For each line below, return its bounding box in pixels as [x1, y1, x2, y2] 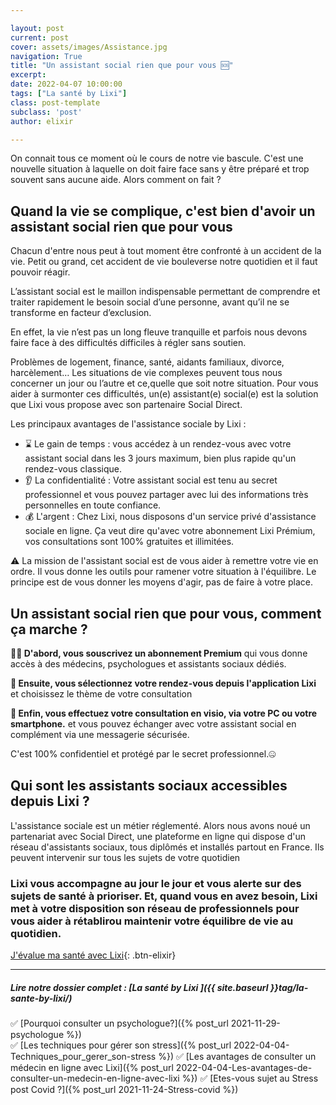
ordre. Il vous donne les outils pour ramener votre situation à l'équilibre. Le [10, 566, 317, 578]
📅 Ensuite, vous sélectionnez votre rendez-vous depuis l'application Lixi [10, 677, 317, 689]
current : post [10, 32, 70, 43]
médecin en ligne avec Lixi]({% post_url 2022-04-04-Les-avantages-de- [10, 1062, 313, 1074]
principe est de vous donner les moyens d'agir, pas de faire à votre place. [10, 576, 313, 588]
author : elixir [10, 116, 74, 126]
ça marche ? [10, 621, 88, 638]
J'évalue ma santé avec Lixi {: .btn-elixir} [10, 949, 177, 961]
